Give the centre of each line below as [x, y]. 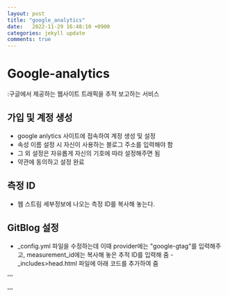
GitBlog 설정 [33, 228]
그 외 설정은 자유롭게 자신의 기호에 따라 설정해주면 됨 [89, 153]
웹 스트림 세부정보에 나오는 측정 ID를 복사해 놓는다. [86, 204]
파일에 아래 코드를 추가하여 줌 [119, 263]
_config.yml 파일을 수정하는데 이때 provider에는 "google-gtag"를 [107, 246]
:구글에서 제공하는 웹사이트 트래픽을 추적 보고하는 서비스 [83, 94]
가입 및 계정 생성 [40, 118]
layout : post [26, 14]
